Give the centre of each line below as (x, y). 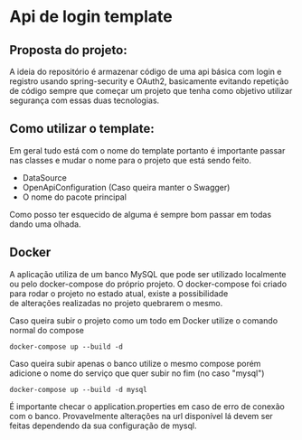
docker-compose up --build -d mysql (78, 389)
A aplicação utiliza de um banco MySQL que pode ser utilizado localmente (148, 274)
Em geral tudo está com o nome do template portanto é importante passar (147, 150)
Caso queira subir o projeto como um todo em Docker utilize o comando (144, 320)
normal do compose (47, 330)
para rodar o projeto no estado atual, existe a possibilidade (119, 293)
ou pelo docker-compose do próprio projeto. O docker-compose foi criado (148, 284)
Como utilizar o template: (82, 129)
